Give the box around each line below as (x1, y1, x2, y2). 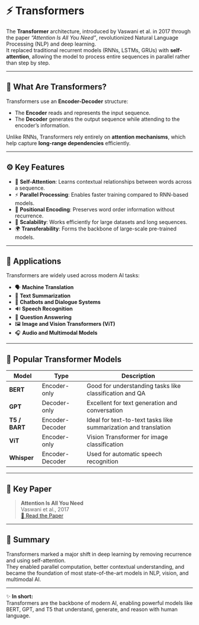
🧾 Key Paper (6, 483, 52, 494)
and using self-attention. (6, 557, 66, 564)
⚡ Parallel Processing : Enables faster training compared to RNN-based (14, 191, 188, 198)
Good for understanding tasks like (86, 382, 181, 390)
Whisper (9, 454, 34, 462)
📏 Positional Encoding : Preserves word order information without (14, 206, 175, 213)
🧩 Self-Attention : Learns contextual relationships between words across (14, 178, 192, 185)
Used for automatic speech (86, 450, 162, 459)
